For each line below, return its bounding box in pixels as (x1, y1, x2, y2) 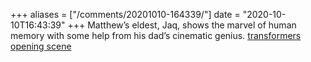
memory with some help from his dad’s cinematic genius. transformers (10, 30, 302, 41)
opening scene (10, 40, 72, 52)
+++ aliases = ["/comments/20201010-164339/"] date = (10, 9, 241, 20)
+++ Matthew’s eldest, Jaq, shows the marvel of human (67, 19, 297, 31)
